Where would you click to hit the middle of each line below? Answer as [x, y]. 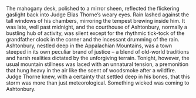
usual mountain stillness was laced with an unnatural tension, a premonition [97, 64]
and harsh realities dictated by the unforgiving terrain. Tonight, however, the [98, 58]
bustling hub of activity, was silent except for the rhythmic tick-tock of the [95, 33]
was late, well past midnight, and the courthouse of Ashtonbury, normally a [97, 27]
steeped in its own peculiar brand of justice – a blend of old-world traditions [98, 52]
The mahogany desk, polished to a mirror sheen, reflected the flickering [93, 8]
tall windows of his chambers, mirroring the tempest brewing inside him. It [96, 21]
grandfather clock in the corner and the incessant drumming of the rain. [93, 39]
